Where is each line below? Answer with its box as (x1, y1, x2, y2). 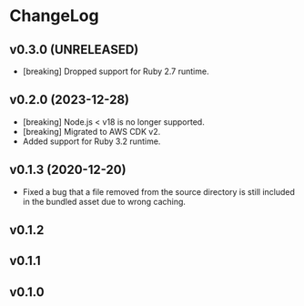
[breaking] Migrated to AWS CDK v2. (22, 126, 161, 137)
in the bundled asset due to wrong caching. (22, 196, 187, 207)
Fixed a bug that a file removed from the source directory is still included (22, 186, 296, 197)
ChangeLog (9, 5, 99, 26)
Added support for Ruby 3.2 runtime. (22, 136, 161, 147)
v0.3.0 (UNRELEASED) (9, 42, 139, 57)
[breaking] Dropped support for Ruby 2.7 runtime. (22, 66, 209, 76)
